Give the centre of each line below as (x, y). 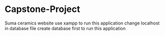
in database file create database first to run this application (65, 28)
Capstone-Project (42, 9)
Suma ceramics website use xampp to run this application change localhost (82, 23)
